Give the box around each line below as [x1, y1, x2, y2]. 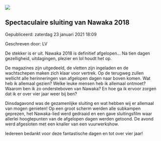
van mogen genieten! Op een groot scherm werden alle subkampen [5, 105, 141, 111]
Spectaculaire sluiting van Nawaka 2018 [5, 19, 130, 27]
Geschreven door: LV [5, 40, 48, 46]
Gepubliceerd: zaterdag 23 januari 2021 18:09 [5, 31, 97, 37]
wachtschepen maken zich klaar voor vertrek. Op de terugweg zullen [5, 70, 144, 76]
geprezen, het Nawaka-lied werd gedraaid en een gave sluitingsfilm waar [5, 110, 152, 117]
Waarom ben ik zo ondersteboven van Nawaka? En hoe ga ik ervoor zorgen [5, 85, 157, 91]
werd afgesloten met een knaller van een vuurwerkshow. [5, 121, 119, 127]
